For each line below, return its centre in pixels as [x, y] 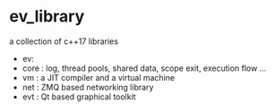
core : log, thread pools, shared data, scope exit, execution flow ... [144, 68]
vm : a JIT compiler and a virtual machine [99, 77]
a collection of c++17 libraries [64, 41]
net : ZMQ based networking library [88, 87]
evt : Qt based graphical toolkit [79, 97]
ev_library [47, 17]
